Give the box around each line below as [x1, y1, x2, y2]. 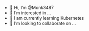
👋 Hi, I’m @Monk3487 [9, 5, 54, 10]
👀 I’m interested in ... [9, 10, 51, 16]
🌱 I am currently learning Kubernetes [9, 15, 84, 21]
